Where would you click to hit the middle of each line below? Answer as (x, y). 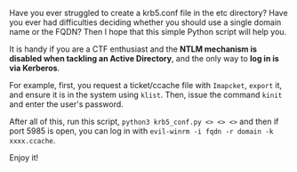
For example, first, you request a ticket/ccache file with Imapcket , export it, (146, 85)
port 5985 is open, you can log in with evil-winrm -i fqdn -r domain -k (141, 131)
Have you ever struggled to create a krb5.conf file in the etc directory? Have (148, 13)
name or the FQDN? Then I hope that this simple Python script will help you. (148, 32)
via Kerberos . (35, 68)
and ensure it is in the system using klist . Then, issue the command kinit (146, 94)
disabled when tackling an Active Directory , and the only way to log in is (144, 58)
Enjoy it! (24, 158)
